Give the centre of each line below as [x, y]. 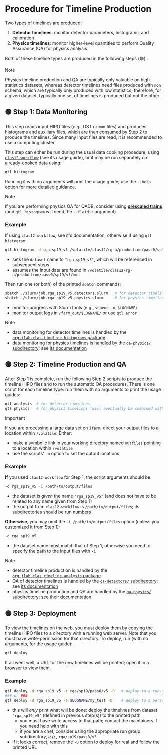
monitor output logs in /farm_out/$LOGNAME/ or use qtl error [75, 313]
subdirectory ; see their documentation [52, 597]
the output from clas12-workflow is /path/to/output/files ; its [76, 507]
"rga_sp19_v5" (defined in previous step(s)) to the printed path [76, 715]
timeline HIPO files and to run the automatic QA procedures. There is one [80, 384]
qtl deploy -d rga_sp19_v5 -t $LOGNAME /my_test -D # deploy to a [78, 700]
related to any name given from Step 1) [52, 501]
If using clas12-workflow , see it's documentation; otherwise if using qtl [79, 235]
